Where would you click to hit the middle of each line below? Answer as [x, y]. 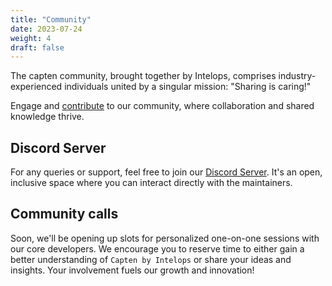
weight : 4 [31, 38]
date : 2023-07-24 [46, 29]
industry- [297, 76]
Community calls [64, 214]
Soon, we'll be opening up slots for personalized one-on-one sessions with [165, 238]
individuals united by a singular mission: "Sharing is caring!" [188, 87]
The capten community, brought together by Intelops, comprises [143, 76]
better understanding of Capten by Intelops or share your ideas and [151, 259]
